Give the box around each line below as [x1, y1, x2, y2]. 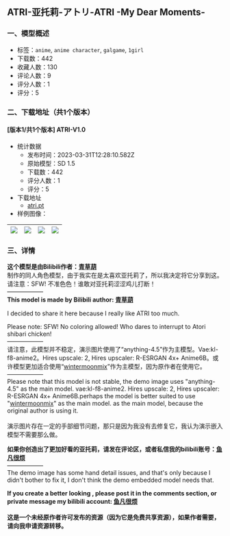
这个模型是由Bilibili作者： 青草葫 [7, 263, 97, 271]
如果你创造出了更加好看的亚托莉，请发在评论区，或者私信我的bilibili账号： [7, 445, 217, 454]
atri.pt [27, 201, 44, 209]
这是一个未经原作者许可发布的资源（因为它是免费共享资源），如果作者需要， [7, 513, 220, 522]
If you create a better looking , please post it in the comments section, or [7, 489, 217, 498]
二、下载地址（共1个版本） [7, 107, 94, 117]
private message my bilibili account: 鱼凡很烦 [7, 498, 138, 506]
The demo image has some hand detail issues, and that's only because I [7, 469, 211, 477]
